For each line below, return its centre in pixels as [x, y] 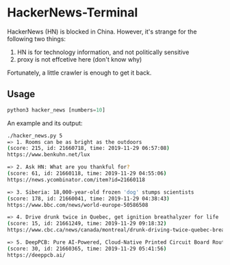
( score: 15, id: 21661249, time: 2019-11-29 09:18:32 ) [87, 224]
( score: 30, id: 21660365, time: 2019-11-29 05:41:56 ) [87, 249]
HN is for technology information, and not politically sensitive [103, 52]
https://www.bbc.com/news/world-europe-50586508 [78, 205]
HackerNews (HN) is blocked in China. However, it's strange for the [102, 31]
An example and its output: [45, 123]
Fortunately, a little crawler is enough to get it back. [79, 73]
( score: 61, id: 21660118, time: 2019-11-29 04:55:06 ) [87, 173]
